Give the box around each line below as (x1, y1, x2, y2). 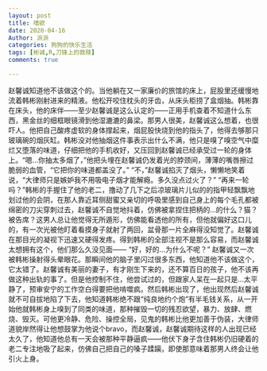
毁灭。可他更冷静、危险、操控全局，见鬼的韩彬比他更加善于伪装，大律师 (21, 314, 259, 323)
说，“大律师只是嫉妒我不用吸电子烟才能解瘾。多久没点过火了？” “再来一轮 (8, 175, 250, 184)
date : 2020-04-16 (8, 26, 66, 34)
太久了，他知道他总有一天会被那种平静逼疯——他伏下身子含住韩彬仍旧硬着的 (8, 334, 259, 343)
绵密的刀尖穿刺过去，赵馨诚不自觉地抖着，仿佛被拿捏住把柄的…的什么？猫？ (8, 204, 258, 214)
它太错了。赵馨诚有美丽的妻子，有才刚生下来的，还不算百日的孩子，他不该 (8, 264, 252, 274)
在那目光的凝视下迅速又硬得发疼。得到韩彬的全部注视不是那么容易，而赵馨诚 (8, 234, 259, 244)
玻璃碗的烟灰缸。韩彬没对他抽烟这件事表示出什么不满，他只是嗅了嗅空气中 (8, 135, 252, 145)
